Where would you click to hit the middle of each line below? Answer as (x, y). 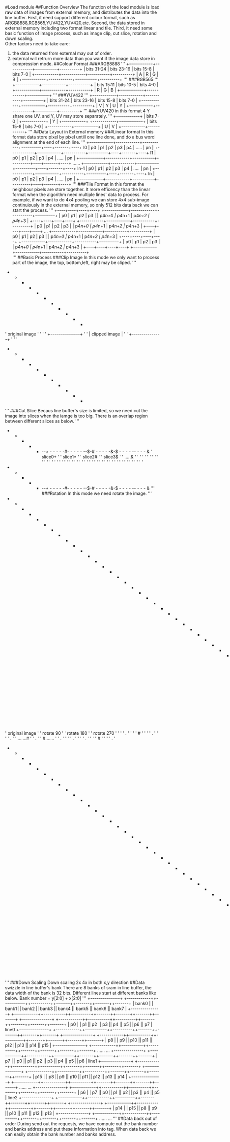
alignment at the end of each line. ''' (49, 142)
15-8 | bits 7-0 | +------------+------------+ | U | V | (65, 127)
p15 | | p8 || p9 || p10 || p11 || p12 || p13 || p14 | (81, 1077)
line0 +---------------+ (29, 1029)
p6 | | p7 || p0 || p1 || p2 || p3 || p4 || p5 (120, 1092)
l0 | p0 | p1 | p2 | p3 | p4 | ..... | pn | (118, 147)
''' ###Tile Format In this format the (108, 184)
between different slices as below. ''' (42, 421)
